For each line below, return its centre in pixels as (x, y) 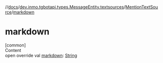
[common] (15, 45)
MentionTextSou (142, 7)
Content (13, 50)
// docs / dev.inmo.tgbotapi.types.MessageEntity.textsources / (65, 7)
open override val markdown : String (41, 55)
